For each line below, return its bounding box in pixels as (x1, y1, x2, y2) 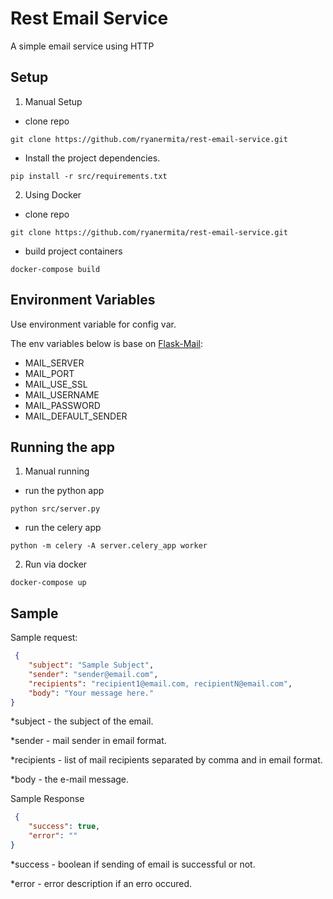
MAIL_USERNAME (24, 388, 100, 401)
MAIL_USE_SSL (24, 378, 88, 390)
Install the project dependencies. (24, 152, 161, 164)
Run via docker (24, 558, 88, 571)
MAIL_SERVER (24, 357, 85, 369)
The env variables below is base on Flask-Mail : (10, 337, 203, 349)
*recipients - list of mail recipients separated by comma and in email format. (10, 754, 323, 766)
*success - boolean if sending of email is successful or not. (10, 858, 256, 870)
